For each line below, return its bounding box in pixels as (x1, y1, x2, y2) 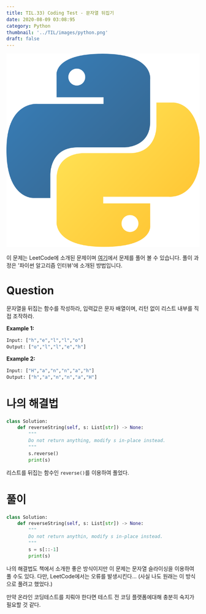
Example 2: (6, 355, 36, 362)
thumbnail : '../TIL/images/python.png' (6, 29, 109, 36)
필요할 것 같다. (6, 600, 41, 608)
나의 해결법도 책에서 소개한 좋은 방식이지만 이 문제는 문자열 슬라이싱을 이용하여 (6, 565, 195, 572)
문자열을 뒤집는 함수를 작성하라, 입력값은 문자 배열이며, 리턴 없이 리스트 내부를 (6, 305, 193, 313)
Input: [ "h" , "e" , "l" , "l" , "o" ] (6, 338, 84, 344)
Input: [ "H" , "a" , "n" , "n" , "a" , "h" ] (6, 367, 95, 374)
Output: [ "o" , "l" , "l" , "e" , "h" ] (6, 344, 86, 350)
